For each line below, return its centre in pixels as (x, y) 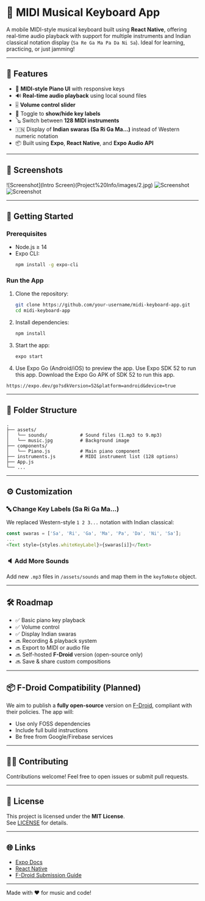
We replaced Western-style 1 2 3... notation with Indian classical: (90, 522)
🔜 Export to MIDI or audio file (52, 648)
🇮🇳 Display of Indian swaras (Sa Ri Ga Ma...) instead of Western (97, 129)
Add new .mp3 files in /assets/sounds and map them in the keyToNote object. (102, 577)
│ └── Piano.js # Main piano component (73, 451)
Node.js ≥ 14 (31, 247)
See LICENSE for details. (37, 823)
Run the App (25, 281)
